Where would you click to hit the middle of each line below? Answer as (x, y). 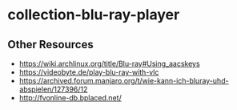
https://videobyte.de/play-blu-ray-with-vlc (89, 72)
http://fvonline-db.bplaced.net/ (70, 98)
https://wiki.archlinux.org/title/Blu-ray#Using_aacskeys (110, 63)
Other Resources (50, 45)
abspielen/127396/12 (53, 89)
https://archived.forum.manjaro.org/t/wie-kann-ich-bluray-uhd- (124, 81)
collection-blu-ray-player (94, 15)
